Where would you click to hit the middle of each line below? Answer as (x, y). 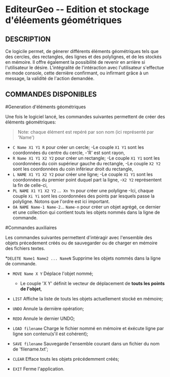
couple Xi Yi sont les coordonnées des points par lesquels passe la (83, 196)
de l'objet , (31, 289)
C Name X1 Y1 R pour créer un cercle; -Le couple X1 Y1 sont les (78, 147)
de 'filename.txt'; (30, 349)
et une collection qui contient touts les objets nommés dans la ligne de (86, 212)
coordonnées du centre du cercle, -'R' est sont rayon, (69, 153)
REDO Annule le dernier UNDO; (44, 318)
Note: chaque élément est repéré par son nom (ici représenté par (86, 132)
